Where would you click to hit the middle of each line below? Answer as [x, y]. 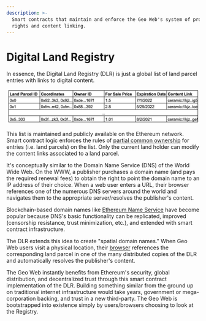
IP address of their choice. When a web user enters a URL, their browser [98, 185]
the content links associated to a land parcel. [63, 154]
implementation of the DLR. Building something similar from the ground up [100, 285]
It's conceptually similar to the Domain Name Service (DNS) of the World [98, 165]
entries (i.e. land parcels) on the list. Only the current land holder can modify [103, 147]
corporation [21, 299]
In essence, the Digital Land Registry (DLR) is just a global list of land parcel [102, 74]
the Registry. [22, 312]
